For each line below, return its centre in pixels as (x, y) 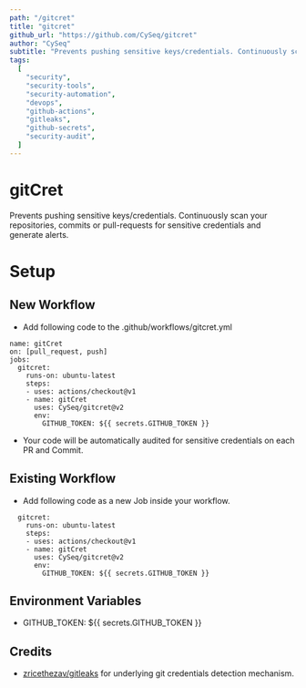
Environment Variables (76, 601)
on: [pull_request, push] (58, 352)
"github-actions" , (61, 111)
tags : (20, 60)
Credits (31, 651)
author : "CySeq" (40, 43)
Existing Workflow (63, 479)
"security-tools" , (61, 86)
